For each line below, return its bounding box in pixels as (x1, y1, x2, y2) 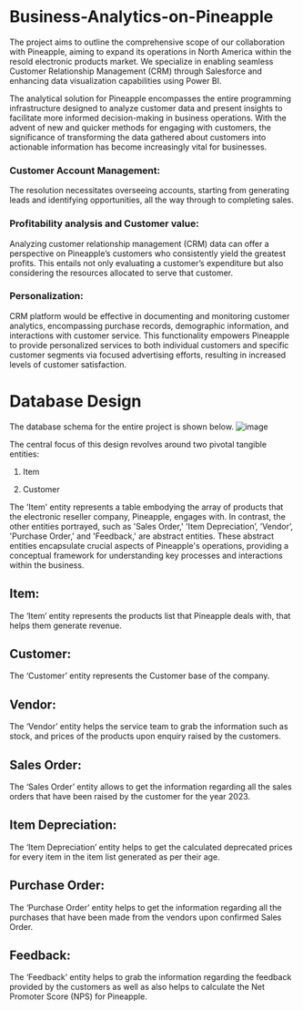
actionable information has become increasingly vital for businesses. (9, 141, 268, 152)
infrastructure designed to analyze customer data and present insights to (9, 102, 283, 113)
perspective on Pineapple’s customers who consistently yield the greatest (9, 248, 287, 259)
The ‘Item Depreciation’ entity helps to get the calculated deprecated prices (9, 841, 293, 852)
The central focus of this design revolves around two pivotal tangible (9, 438, 267, 449)
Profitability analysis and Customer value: (9, 217, 199, 230)
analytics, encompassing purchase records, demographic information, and (9, 320, 289, 331)
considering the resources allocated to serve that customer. (9, 267, 234, 278)
